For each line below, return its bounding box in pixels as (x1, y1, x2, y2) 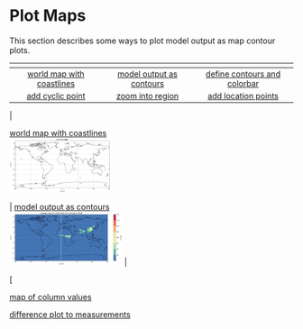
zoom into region (115, 90, 179, 101)
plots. (9, 44, 31, 55)
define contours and (206, 69, 281, 79)
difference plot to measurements (9, 309, 131, 320)
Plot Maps (9, 5, 87, 26)
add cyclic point (26, 90, 86, 101)
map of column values (9, 292, 92, 303)
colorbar (226, 78, 260, 88)
